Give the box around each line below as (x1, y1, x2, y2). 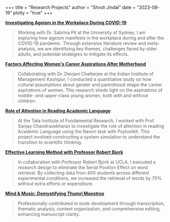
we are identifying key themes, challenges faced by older (37, 46, 157, 51)
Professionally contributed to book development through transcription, (17, 201, 165, 206)
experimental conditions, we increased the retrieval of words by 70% (17, 175, 162, 181)
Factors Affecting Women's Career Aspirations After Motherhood (5, 61, 146, 67)
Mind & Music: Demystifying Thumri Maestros (5, 190, 105, 197)
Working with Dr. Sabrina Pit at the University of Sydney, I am (17, 30, 146, 35)
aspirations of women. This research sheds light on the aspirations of (17, 87, 163, 93)
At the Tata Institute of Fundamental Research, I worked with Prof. (17, 118, 155, 124)
